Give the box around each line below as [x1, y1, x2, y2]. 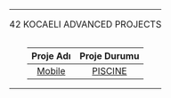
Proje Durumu [79, 50, 140, 61]
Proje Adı [30, 50, 71, 61]
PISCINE [92, 65, 127, 77]
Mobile [37, 65, 66, 77]
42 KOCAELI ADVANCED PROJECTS [9, 18, 162, 30]
